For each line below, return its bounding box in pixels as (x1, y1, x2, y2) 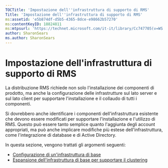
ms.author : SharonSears (5, 36, 55, 41)
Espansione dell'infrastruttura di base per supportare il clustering (12, 157, 147, 163)
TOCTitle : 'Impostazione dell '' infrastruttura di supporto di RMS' (5, 7, 150, 13)
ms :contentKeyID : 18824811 (5, 21, 62, 27)
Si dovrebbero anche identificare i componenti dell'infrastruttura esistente (5, 110, 158, 117)
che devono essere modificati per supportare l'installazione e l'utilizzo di (5, 116, 156, 122)
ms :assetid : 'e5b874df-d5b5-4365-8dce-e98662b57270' (5, 17, 118, 22)
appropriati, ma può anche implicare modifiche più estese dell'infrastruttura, (5, 127, 163, 133)
